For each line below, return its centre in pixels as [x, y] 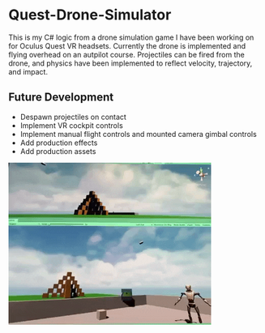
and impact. [28, 71]
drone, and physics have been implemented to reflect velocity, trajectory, [130, 63]
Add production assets [58, 151]
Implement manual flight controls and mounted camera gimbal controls [138, 134]
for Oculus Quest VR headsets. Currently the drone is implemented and [127, 45]
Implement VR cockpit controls [71, 125]
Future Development [61, 98]
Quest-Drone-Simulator [90, 15]
